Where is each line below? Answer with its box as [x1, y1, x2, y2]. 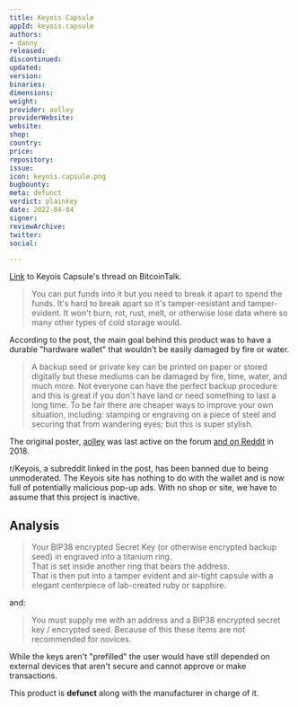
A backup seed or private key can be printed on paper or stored [31, 361, 267, 373]
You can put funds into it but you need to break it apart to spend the [31, 288, 283, 299]
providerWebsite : [9, 113, 74, 122]
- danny [9, 38, 39, 48]
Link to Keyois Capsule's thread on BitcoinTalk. [9, 271, 182, 282]
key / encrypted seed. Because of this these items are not [31, 624, 246, 635]
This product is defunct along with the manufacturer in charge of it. [9, 688, 259, 699]
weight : [9, 96, 39, 106]
